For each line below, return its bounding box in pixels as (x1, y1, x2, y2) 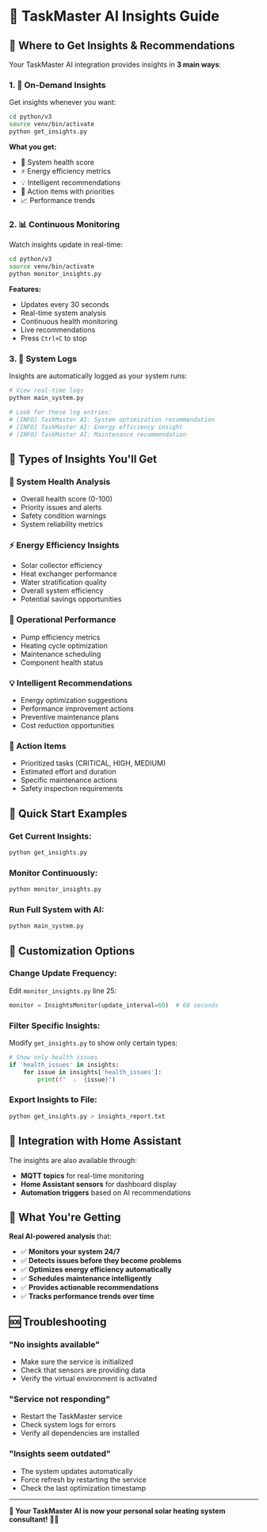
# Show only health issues (9, 1054, 98, 1062)
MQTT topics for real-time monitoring (20, 1170, 145, 1181)
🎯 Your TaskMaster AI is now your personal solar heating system (9, 1506, 226, 1515)
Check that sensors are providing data (20, 1365, 146, 1375)
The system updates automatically (20, 1466, 133, 1476)
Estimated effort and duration (20, 767, 117, 777)
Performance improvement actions (20, 704, 134, 713)
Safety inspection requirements (20, 784, 124, 793)
